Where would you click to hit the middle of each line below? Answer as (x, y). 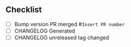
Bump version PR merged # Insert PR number (69, 24)
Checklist (24, 10)
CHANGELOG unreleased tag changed (62, 37)
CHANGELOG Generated (45, 31)
